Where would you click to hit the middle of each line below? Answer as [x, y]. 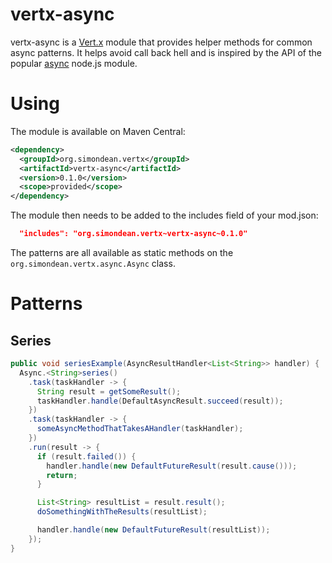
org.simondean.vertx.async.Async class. [93, 263]
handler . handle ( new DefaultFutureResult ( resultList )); [153, 530]
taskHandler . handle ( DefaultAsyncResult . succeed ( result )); [160, 401]
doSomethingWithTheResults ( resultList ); [122, 512]
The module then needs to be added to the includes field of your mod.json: [164, 215]
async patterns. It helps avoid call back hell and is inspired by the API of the [166, 52]
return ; [62, 475]
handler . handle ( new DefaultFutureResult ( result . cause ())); [172, 466]
